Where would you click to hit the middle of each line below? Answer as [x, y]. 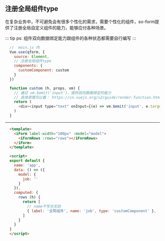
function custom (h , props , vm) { [45, 88]
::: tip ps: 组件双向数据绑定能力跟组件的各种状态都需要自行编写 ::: [71, 38]
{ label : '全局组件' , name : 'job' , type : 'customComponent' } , [91, 211]
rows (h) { [29, 197]
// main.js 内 [25, 47]
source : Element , [32, 56]
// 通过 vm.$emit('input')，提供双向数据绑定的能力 [63, 93]
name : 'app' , [27, 165]
